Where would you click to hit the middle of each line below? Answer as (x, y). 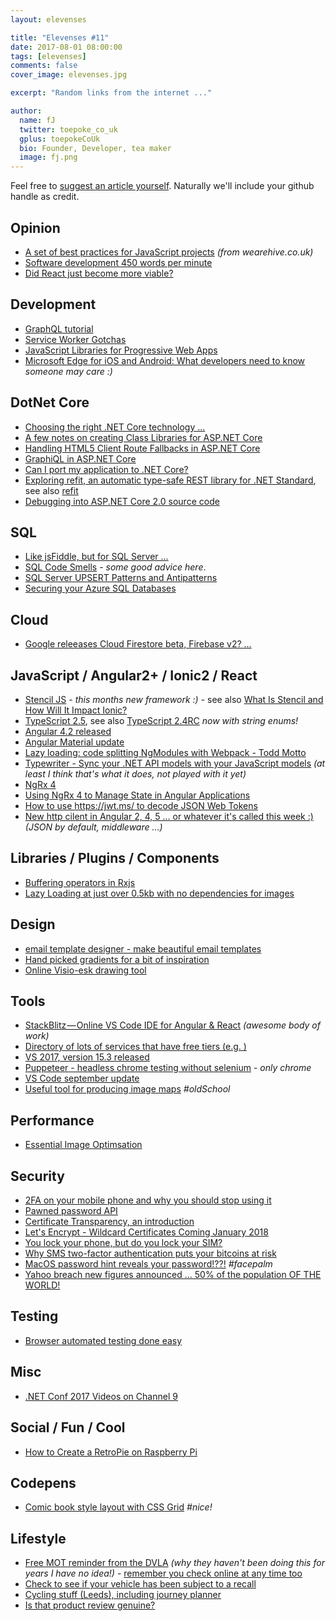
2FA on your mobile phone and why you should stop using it (148, 1200)
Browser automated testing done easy (103, 1340)
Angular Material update (74, 742)
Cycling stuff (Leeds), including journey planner (123, 1595)
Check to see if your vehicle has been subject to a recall (140, 1584)
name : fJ (37, 120)
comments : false (44, 66)
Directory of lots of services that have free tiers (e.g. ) (135, 1047)
